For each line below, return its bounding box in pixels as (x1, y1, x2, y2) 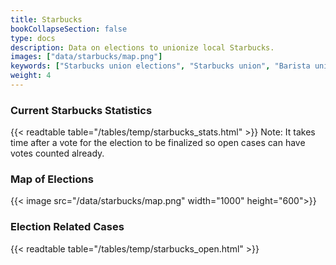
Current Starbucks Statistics (10, 103, 153, 117)
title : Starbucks (10, 14, 83, 25)
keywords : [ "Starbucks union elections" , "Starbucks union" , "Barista (10, 61, 311, 71)
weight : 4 (10, 71, 52, 81)
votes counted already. (10, 147, 105, 160)
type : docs (10, 33, 56, 43)
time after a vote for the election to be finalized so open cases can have (10, 137, 306, 149)
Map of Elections (10, 172, 94, 186)
